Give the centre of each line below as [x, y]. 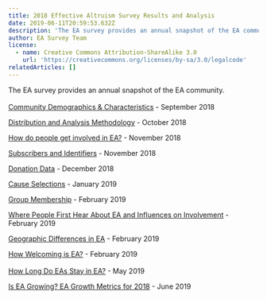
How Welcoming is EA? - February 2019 [73, 254]
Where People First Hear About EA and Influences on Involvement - [118, 215]
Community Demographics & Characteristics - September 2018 [112, 107]
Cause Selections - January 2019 [63, 184]
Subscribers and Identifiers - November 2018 [82, 153]
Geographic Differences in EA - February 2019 [84, 239]
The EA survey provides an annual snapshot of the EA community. [116, 90]
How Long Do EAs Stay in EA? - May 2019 [77, 270]
